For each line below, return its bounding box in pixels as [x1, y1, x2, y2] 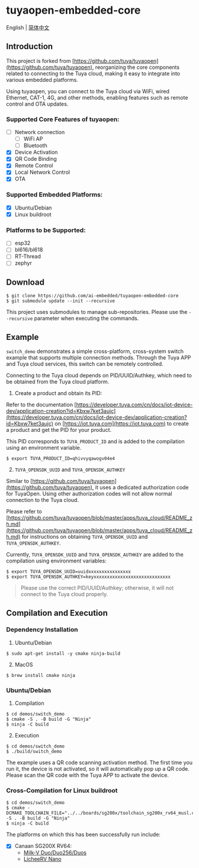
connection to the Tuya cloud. [6, 497, 79, 504]
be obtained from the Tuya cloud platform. [6, 378, 110, 386]
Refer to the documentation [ [6, 401, 76, 408]
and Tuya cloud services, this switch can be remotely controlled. [6, 360, 164, 368]
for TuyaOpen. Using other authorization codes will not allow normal [6, 490, 173, 497]
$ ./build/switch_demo [6, 749, 62, 755]
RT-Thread [14, 253, 41, 260]
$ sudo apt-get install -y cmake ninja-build [6, 650, 120, 656]
